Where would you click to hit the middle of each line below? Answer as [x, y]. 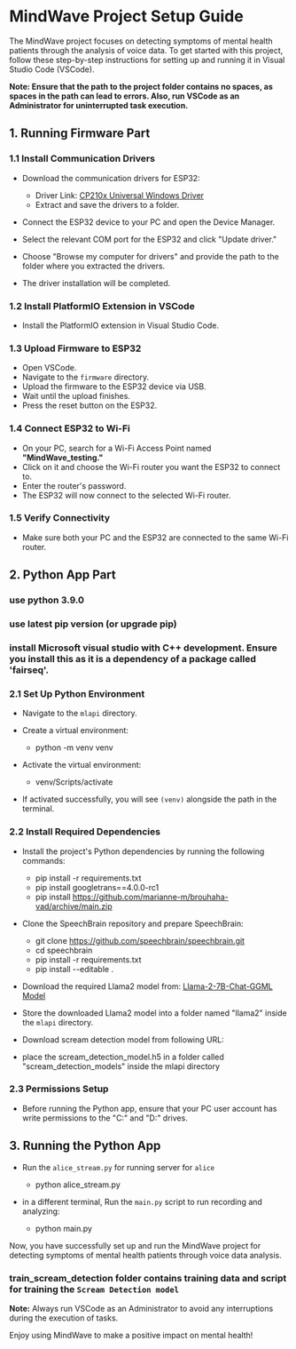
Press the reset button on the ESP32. [90, 405]
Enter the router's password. [74, 485]
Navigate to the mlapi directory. [79, 714]
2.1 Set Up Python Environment [77, 693]
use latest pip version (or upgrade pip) [93, 624]
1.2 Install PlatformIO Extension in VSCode [102, 306]
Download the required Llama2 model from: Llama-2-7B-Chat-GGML [147, 986]
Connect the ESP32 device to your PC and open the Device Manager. [148, 222]
